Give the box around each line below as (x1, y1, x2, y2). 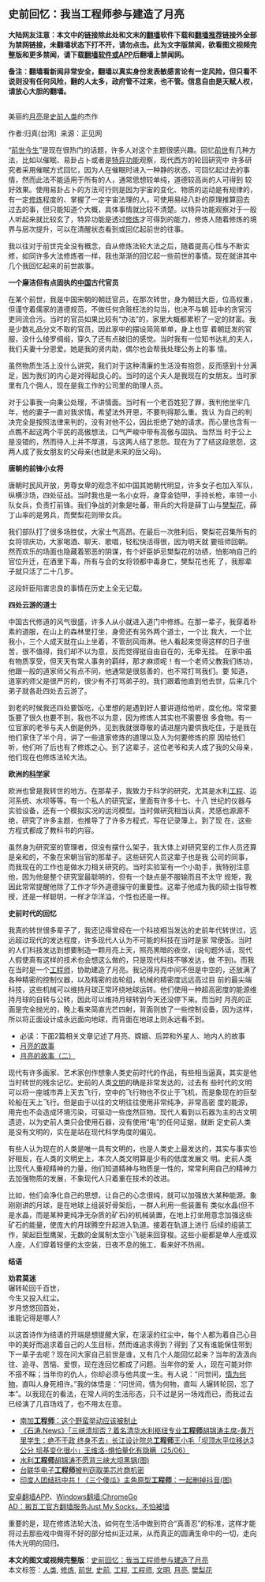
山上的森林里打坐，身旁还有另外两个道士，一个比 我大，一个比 (49, 626, 252, 636)
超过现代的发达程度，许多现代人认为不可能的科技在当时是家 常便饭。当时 (14, 935, 252, 944)
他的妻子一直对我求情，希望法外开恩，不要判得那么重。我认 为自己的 (21, 407, 245, 417)
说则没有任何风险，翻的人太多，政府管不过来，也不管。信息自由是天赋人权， (8, 76, 257, 85)
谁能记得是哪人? (8, 1312, 61, 1323)
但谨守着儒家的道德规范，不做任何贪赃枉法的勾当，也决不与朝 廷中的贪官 (8, 304, 245, 314)
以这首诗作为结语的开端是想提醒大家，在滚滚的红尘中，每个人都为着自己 (8, 1330, 243, 1339)
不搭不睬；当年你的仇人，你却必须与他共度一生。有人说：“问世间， (8, 1369, 226, 1379)
